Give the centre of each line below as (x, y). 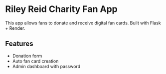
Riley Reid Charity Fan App (62, 9)
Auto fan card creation (35, 61)
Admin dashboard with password (46, 66)
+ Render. (15, 28)
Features (19, 44)
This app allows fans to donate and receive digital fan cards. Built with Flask (83, 23)
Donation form (27, 56)
